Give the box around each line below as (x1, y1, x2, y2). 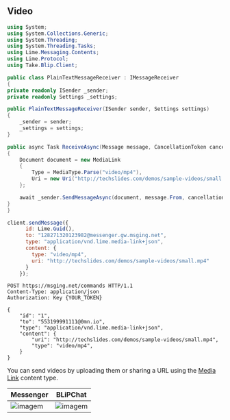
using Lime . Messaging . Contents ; (7, 49, 99, 56)
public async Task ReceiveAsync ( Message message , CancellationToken (7, 143, 207, 150)
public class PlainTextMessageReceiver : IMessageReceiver (7, 74, 179, 81)
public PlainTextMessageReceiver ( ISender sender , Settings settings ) (7, 106, 210, 112)
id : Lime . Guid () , (25, 225, 75, 232)
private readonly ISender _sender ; (7, 87, 109, 94)
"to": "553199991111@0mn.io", (19, 319, 106, 325)
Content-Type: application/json (7, 288, 99, 295)
